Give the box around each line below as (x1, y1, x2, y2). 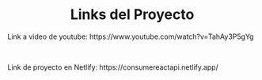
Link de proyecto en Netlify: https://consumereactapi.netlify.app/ (7, 62, 218, 72)
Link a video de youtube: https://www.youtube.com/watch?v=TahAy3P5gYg (7, 32, 254, 41)
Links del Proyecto (70, 6, 195, 24)
